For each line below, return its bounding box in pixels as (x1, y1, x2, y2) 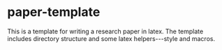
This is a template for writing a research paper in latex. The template (7, 27, 204, 35)
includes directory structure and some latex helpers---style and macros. (7, 34, 215, 42)
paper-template (7, 4, 101, 20)
